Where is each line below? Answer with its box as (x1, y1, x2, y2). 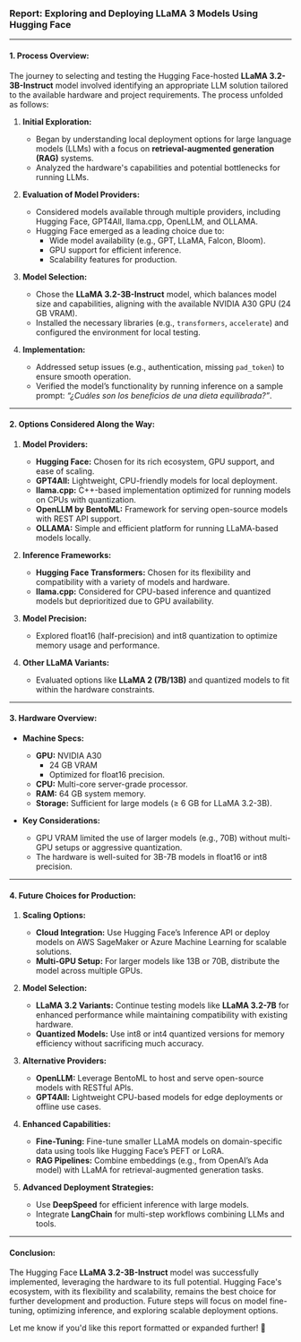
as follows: (9, 99, 49, 109)
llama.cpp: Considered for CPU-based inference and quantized (35, 586, 271, 597)
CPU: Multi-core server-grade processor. (35, 779, 188, 789)
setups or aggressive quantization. (55, 841, 183, 853)
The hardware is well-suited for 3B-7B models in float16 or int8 (35, 851, 268, 862)
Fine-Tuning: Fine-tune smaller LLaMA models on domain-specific (35, 1136, 283, 1147)
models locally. (35, 532, 91, 543)
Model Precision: (21, 613, 88, 624)
